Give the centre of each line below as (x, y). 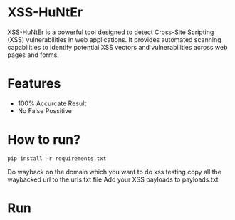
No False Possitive (45, 110)
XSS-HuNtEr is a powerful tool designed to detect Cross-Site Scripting (111, 32)
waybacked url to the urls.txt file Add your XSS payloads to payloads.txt (113, 179)
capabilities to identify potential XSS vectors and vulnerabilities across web (117, 47)
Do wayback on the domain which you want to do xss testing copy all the (115, 172)
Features (34, 84)
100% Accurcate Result (52, 103)
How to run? (44, 140)
